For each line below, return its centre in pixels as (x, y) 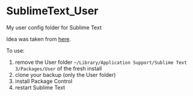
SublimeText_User (52, 11)
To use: (16, 50)
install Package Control (44, 81)
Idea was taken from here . (38, 39)
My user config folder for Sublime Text (54, 27)
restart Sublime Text (40, 87)
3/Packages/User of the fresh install (58, 68)
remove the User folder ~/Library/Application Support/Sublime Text (101, 62)
